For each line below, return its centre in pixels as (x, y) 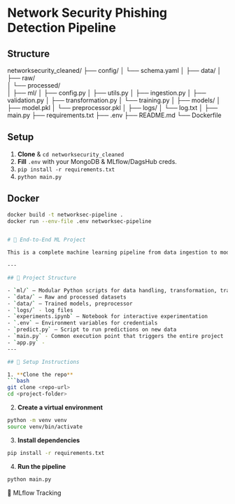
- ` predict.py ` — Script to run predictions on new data (92, 330)
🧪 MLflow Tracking (34, 493)
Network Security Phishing (87, 13)
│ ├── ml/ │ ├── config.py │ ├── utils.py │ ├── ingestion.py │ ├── (107, 93)
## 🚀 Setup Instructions (43, 362)
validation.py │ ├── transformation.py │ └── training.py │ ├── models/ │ (114, 100)
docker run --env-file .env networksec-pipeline (79, 221)
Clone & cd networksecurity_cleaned (71, 154)
